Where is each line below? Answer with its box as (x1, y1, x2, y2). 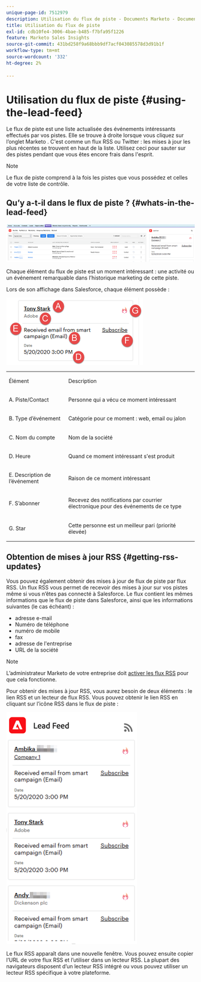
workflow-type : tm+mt (6, 48, 60, 54)
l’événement (8, 478, 39, 485)
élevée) (68, 528, 87, 535)
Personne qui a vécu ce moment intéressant (68, 396, 176, 403)
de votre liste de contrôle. (6, 180, 70, 188)
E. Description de (8, 472, 51, 479)
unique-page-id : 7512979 (6, 10, 68, 16)
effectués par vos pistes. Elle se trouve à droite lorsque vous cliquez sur (6, 132, 184, 139)
